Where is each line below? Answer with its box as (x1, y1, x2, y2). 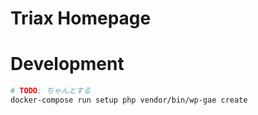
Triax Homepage (10, 7, 152, 30)
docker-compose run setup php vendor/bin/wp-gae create (10, 95, 248, 105)
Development (10, 53, 125, 76)
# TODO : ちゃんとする (10, 86, 92, 96)
